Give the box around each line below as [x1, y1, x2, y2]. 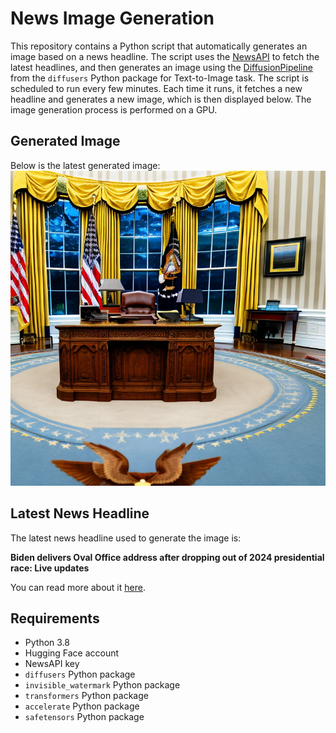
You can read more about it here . [10, 581, 146, 593]
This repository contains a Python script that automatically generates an [10, 40, 308, 52]
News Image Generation [10, 7, 215, 30]
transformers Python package [24, 690, 149, 702]
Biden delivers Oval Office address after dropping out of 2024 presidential [10, 551, 325, 563]
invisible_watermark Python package [24, 679, 181, 691]
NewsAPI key [24, 658, 80, 670]
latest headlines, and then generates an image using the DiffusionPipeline [10, 61, 313, 73]
